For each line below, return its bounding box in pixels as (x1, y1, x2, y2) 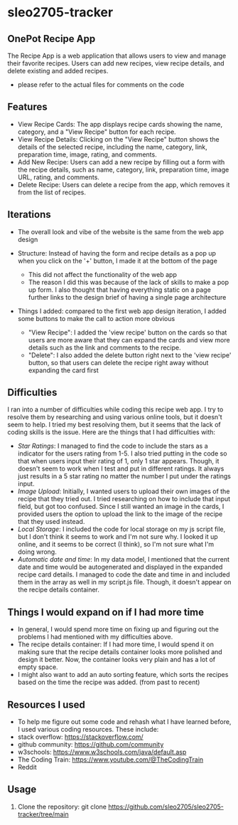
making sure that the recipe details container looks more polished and (17, 648, 222, 656)
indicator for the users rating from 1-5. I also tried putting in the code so (17, 449, 227, 458)
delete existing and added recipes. (7, 67, 109, 75)
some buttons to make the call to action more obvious (17, 314, 175, 322)
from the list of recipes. (17, 188, 87, 196)
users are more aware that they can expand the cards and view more (28, 335, 230, 344)
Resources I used (7, 698, 85, 710)
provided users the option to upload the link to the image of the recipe (17, 510, 223, 518)
